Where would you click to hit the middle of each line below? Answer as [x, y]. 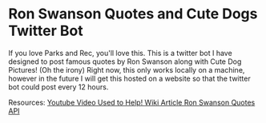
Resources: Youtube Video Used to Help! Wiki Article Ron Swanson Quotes [132, 102]
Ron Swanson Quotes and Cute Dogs [133, 14]
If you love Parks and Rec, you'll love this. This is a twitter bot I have [120, 53]
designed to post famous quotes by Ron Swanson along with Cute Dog [125, 61]
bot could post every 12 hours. [58, 87]
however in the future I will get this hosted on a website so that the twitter [129, 78]
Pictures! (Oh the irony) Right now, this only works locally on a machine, [127, 69]
